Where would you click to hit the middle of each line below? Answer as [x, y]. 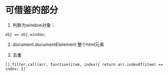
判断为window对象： [34, 25]
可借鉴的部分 [32, 10]
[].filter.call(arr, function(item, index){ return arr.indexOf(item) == [84, 64]
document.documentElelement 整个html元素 [58, 44]
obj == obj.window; [26, 34]
